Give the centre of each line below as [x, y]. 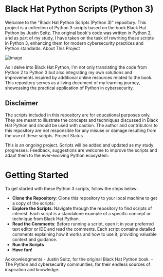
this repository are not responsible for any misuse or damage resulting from [81, 130]
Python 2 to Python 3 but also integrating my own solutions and [69, 72]
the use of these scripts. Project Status [44, 135]
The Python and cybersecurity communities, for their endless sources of [78, 264]
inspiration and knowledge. [32, 269]
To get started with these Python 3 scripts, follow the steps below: [71, 188]
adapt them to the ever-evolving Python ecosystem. [57, 155]
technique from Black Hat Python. [46, 219]
